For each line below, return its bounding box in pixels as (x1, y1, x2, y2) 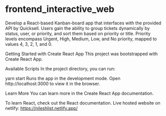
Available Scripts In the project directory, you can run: (5, 66, 116, 72)
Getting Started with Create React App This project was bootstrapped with (5, 51, 158, 57)
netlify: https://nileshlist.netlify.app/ (5, 105, 78, 111)
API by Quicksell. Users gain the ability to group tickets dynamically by (5, 25, 150, 31)
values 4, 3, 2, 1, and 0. (5, 41, 52, 47)
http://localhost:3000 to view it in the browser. (5, 81, 101, 87)
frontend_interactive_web (5, 3, 115, 15)
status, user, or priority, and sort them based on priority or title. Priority (5, 30, 151, 36)
